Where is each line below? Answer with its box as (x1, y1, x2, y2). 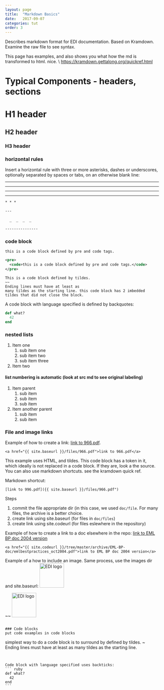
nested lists (5, 331, 33, 338)
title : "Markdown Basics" (5, 12, 60, 17)
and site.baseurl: (5, 583, 39, 589)
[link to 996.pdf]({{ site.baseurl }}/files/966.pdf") (5, 487, 119, 492)
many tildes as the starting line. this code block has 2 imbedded (5, 288, 145, 293)
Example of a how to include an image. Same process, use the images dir (5, 557, 153, 563)
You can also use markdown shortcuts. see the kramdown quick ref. (5, 468, 142, 474)
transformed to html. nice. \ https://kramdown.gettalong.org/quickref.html (5, 59, 153, 65)
